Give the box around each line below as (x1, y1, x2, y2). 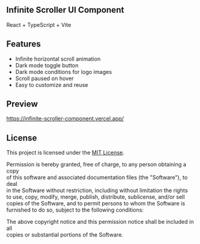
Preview (6, 99, 39, 109)
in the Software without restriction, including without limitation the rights (6, 187, 188, 194)
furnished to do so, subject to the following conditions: (6, 206, 144, 213)
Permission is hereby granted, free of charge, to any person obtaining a (6, 161, 187, 168)
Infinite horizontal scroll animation (15, 55, 101, 62)
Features (6, 39, 41, 50)
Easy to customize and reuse (15, 81, 89, 88)
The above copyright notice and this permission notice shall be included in (6, 218, 194, 226)
